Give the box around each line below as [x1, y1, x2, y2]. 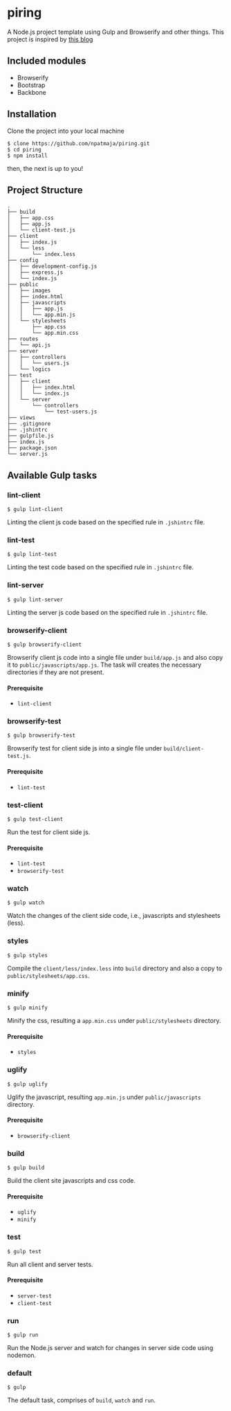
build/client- [163, 746, 204, 753]
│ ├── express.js [7, 269, 64, 276]
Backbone [17, 88, 46, 96]
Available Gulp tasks [7, 469, 98, 481]
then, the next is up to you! [7, 164, 84, 172]
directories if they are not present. [7, 667, 104, 676]
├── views [7, 414, 36, 421]
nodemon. [7, 1351, 37, 1360]
